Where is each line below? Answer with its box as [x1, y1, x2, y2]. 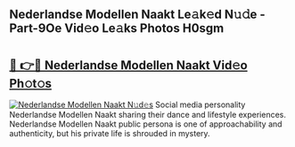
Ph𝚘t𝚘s [9, 75, 52, 91]
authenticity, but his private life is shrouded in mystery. [9, 128, 211, 138]
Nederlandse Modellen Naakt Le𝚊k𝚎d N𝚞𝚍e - [9, 7, 266, 22]
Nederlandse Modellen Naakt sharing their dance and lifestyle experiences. [9, 110, 287, 120]
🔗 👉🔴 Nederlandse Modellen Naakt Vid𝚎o [9, 58, 248, 73]
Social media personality [155, 99, 246, 110]
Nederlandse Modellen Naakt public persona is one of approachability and [9, 119, 283, 129]
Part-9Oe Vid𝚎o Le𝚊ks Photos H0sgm [9, 21, 225, 36]
